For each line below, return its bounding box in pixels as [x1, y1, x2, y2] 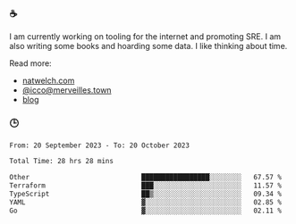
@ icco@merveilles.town [21, 85, 112, 95]
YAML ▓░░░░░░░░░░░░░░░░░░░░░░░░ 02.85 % [9, 197, 282, 207]
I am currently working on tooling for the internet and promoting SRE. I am [9, 31, 282, 42]
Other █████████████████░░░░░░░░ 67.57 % [9, 173, 282, 182]
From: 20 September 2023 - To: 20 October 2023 [9, 141, 190, 150]
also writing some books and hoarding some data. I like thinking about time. [9, 41, 288, 52]
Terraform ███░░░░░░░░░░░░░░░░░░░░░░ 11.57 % [9, 181, 282, 190]
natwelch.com [21, 75, 75, 87]
